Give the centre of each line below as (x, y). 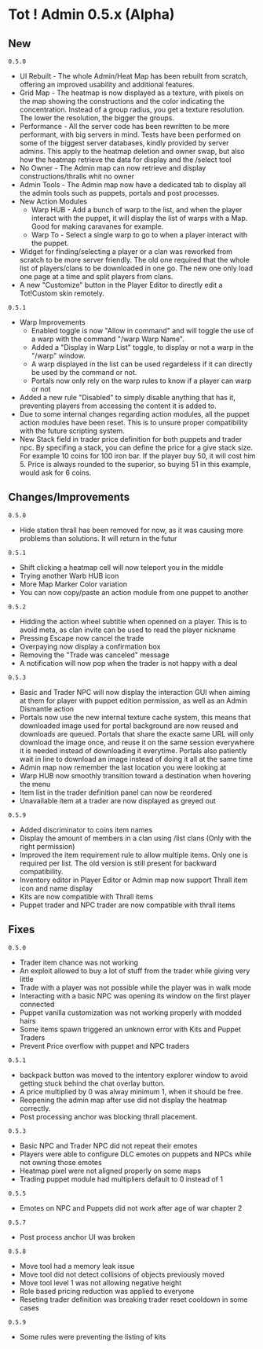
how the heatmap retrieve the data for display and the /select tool (125, 160)
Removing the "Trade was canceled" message (95, 655)
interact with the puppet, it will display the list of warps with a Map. (139, 218)
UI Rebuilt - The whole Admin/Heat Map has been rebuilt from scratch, (134, 76)
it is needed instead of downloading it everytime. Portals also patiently (133, 750)
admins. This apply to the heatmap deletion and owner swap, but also (132, 151)
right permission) (47, 846)
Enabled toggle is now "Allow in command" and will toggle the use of (142, 331)
